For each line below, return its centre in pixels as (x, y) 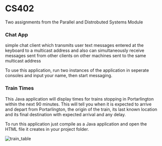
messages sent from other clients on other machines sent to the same (76, 56)
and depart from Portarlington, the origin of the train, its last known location (81, 109)
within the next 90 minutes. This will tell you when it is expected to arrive (78, 104)
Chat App (17, 35)
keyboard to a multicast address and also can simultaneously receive (75, 51)
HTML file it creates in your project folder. (47, 129)
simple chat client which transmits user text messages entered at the (74, 45)
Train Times (20, 88)
